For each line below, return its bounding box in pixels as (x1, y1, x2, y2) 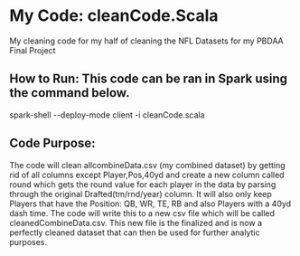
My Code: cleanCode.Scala (9, 5, 219, 26)
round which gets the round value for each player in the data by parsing (9, 178, 277, 190)
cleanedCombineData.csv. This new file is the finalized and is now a (9, 217, 263, 228)
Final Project (9, 44, 56, 55)
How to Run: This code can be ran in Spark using (9, 71, 287, 87)
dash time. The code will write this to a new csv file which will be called (9, 207, 276, 218)
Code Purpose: (9, 136, 96, 151)
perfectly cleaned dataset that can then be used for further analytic (9, 227, 260, 238)
